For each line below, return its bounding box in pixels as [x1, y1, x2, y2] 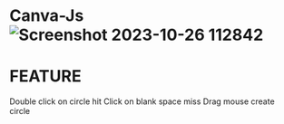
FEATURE [9, 66, 82, 87]
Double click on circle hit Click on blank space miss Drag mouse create [9, 96, 275, 107]
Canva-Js [9, 5, 84, 26]
